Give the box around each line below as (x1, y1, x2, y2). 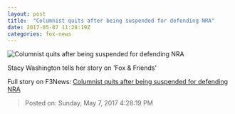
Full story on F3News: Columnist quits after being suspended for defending (7, 78, 228, 86)
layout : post (7, 10, 46, 18)
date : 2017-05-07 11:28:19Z (7, 24, 91, 31)
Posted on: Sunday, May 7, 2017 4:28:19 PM (24, 99, 153, 108)
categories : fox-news (7, 30, 72, 38)
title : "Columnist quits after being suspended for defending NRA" (7, 17, 215, 24)
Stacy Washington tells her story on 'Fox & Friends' (7, 63, 157, 72)
